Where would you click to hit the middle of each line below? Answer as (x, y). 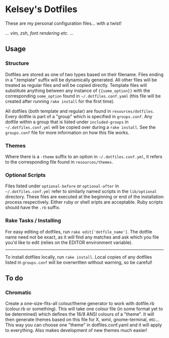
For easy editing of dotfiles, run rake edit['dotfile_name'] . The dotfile (79, 231)
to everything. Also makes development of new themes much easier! (76, 330)
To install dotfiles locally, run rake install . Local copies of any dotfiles (79, 257)
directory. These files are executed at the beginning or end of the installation (84, 197)
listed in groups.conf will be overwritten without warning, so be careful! (79, 262)
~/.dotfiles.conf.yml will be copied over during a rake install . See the (80, 127)
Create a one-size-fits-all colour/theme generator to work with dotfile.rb (80, 304)
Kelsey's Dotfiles (41, 9)
